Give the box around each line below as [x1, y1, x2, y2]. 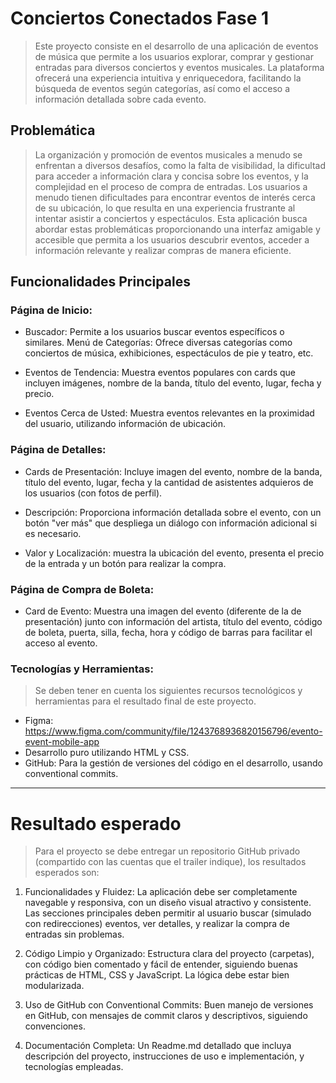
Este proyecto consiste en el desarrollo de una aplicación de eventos [34, 40, 319, 52]
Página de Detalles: [10, 443, 107, 457]
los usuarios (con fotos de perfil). [24, 487, 163, 499]
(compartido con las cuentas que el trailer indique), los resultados [34, 856, 307, 868]
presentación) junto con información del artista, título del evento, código [24, 616, 323, 628]
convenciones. [24, 1020, 86, 1032]
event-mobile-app [24, 736, 100, 748]
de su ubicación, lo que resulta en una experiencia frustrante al [34, 202, 296, 214]
